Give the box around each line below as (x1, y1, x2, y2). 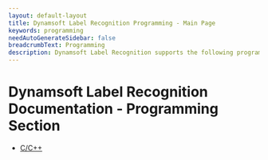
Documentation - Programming (8, 100, 219, 118)
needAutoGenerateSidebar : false (8, 33, 116, 42)
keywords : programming (8, 26, 84, 34)
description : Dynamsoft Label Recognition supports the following (8, 49, 234, 57)
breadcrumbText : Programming (8, 41, 105, 49)
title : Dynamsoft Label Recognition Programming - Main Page (8, 19, 216, 27)
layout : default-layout (8, 11, 88, 20)
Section (8, 117, 61, 135)
